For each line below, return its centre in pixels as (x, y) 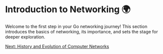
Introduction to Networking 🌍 (68, 10)
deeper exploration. (25, 37)
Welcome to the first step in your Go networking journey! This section (76, 26)
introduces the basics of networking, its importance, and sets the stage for (81, 31)
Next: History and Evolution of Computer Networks (57, 46)
